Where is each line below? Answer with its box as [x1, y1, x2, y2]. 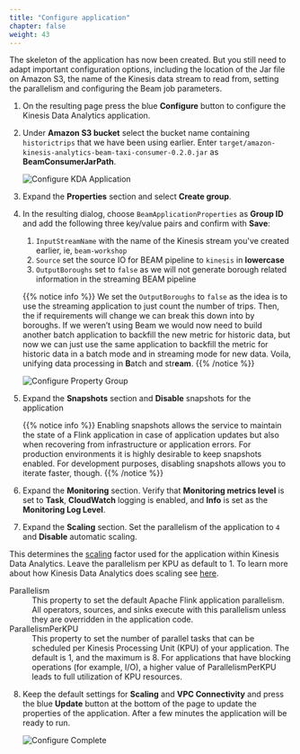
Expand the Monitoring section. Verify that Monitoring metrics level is [22, 485, 285, 496]
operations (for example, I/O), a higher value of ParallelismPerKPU [31, 662, 277, 673]
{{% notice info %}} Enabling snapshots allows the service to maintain [22, 420, 282, 431]
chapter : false [9, 22, 66, 31]
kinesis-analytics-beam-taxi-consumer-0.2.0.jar [22, 148, 208, 157]
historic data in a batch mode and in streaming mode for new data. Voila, [22, 348, 292, 360]
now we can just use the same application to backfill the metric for [22, 339, 269, 350]
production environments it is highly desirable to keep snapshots [22, 449, 262, 460]
